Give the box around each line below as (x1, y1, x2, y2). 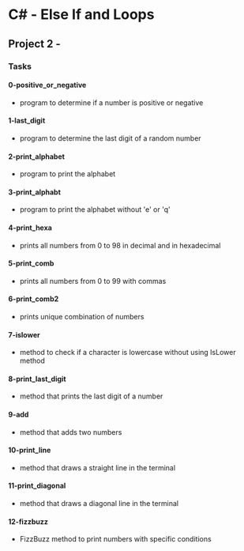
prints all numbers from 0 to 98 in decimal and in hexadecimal (19, 240, 221, 250)
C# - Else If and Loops (8, 6, 155, 24)
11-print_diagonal (8, 481, 66, 491)
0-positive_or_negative (8, 81, 87, 90)
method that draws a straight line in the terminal (19, 462, 176, 472)
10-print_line (8, 445, 51, 455)
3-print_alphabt (8, 187, 62, 197)
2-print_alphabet (8, 152, 66, 161)
